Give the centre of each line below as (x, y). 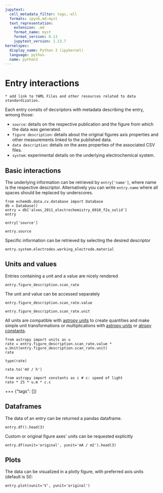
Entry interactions (42, 83)
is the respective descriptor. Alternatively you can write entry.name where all (81, 187)
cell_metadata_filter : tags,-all (43, 14)
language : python (27, 55)
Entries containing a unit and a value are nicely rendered (62, 276)
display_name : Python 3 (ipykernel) (46, 50)
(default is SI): (19, 477)
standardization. (23, 101)
